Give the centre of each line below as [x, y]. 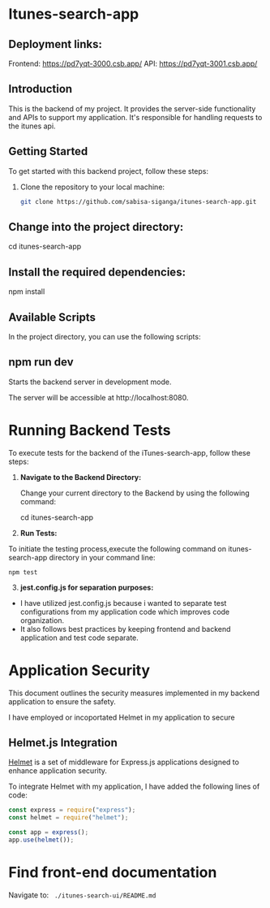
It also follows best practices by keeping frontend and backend [125, 629]
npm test [23, 572]
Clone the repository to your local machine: [92, 187]
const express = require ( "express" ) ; [72, 810]
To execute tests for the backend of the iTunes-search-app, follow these [130, 452]
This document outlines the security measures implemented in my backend [134, 693]
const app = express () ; [49, 832]
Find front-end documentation [113, 873]
